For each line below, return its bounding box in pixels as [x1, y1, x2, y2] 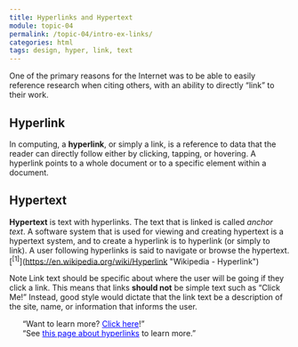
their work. [9, 90, 49, 101]
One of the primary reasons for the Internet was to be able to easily [9, 70, 256, 81]
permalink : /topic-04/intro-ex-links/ [9, 29, 153, 38]
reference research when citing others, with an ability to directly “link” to [9, 80, 275, 91]
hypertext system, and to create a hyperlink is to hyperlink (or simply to [9, 235, 270, 246]
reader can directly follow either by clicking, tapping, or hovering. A [9, 148, 256, 158]
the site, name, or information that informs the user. [9, 302, 197, 312]
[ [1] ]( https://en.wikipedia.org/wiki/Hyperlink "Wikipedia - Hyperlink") [9, 254, 260, 267]
